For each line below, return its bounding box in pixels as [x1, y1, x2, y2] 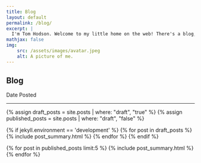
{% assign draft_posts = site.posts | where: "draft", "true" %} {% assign [6, 108, 182, 116]
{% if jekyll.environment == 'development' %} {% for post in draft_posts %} [6, 126, 193, 134]
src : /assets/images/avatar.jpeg [17, 48, 100, 54]
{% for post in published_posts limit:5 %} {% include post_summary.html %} [6, 144, 194, 152]
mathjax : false [6, 37, 44, 43]
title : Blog [6, 8, 36, 15]
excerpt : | [6, 25, 33, 32]
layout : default [6, 14, 47, 20]
